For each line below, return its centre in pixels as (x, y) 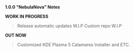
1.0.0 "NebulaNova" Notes (33, 7)
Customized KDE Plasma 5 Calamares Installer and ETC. (74, 45)
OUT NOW (16, 35)
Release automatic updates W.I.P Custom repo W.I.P (69, 26)
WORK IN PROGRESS (27, 16)
